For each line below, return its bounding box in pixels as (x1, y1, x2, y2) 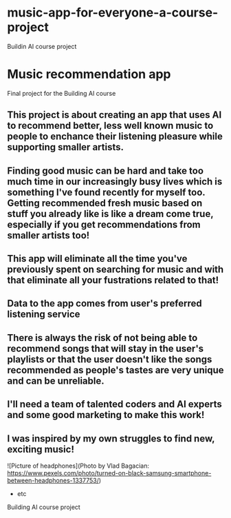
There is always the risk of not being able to (7, 332, 198, 344)
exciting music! (7, 443, 74, 455)
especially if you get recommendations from (7, 218, 201, 230)
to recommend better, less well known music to (7, 120, 214, 132)
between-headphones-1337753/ (7, 477, 100, 485)
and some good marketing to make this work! (7, 409, 205, 421)
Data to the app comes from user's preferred (7, 298, 202, 309)
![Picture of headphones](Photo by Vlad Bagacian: (7, 462, 150, 470)
